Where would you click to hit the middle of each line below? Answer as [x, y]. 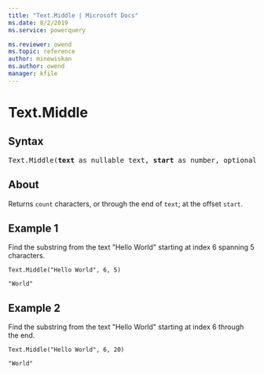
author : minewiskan [40, 59]
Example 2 [34, 308]
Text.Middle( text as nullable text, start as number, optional [132, 160]
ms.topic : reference [42, 52]
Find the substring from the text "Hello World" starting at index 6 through [126, 327]
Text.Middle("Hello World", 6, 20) [66, 350]
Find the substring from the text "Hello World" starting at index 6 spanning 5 [132, 247]
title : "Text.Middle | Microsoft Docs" [73, 15]
